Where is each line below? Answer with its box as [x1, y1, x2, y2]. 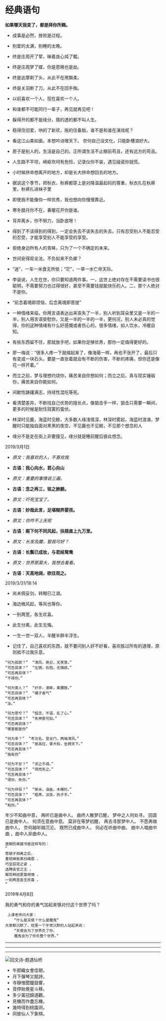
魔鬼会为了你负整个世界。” [14, 933, 59, 938]
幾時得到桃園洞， [12, 1004, 47, 1010]
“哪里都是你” [5, 727, 28, 732]
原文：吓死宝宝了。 [12, 496, 52, 502]
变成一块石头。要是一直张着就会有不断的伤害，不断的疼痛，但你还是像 [16, 355, 160, 362]
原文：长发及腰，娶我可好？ [12, 538, 69, 544]
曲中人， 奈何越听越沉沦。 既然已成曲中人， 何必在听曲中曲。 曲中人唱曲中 [5, 824, 157, 830]
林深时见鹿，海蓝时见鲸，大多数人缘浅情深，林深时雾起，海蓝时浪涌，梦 [12, 416, 160, 422]
